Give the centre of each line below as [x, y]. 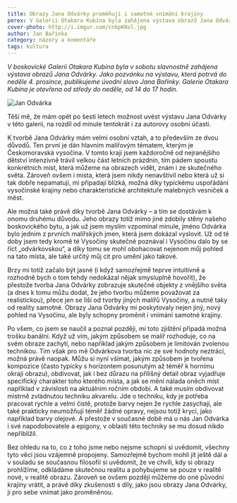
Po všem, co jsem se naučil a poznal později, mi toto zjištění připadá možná [117, 328]
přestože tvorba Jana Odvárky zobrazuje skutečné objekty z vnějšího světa [117, 285]
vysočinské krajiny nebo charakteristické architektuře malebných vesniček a [118, 190]
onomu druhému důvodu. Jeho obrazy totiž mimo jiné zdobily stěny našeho [117, 219]
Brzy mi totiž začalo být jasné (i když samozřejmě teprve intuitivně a [106, 270]
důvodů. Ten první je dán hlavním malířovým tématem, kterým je [101, 145]
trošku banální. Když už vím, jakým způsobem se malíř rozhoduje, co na [111, 336]
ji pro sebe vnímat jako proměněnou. [60, 492]
